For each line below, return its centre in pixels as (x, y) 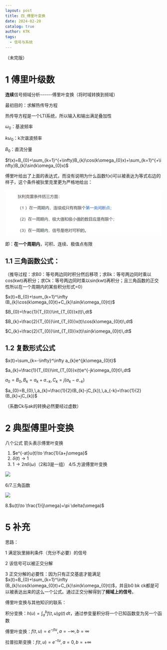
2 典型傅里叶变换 (40, 428)
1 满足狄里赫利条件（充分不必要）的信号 (46, 553)
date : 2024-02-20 (23, 21)
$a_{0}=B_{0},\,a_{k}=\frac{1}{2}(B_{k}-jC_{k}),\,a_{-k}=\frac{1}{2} (73, 390)
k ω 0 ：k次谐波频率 (24, 138)
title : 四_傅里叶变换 (25, 16)
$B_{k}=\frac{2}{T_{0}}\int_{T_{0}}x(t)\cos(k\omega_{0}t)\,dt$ (69, 321)
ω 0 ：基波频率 (19, 127)
